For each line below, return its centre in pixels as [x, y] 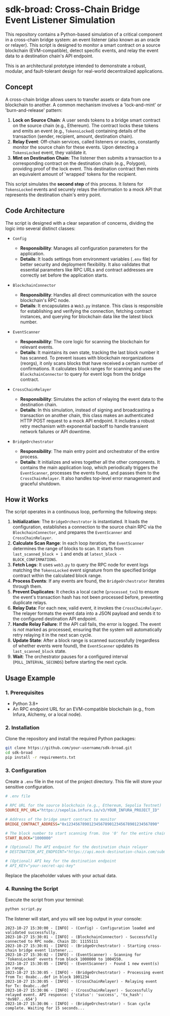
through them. [27, 586]
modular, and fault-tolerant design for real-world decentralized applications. [84, 71]
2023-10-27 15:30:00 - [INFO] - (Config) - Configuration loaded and [80, 928]
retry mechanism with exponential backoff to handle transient [84, 426]
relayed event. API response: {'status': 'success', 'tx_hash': [74, 995]
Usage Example [30, 678]
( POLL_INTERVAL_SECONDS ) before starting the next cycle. [70, 662]
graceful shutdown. [40, 484]
